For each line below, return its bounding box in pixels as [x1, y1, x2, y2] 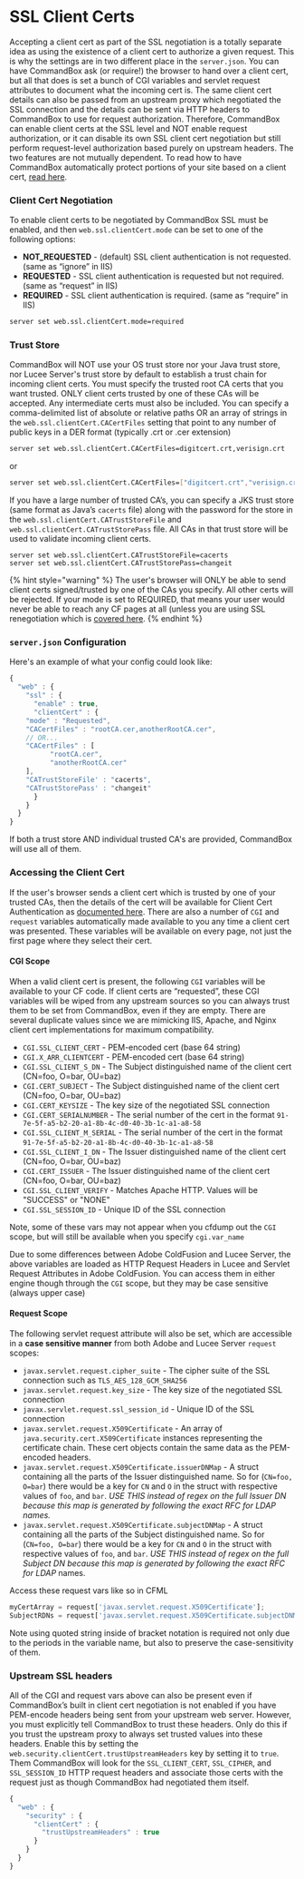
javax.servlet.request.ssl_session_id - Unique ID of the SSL [22, 1404, 255, 1414]
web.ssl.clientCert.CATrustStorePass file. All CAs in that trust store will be [9, 524, 289, 534]
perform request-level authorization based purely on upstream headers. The [9, 142, 294, 153]
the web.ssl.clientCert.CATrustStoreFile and [9, 514, 183, 525]
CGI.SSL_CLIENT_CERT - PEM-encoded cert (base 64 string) [22, 1042, 242, 1052]
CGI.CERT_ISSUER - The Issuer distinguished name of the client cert [22, 1165, 271, 1176]
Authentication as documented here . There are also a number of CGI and [9, 905, 280, 917]
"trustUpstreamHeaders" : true [42, 1828, 160, 1837]
